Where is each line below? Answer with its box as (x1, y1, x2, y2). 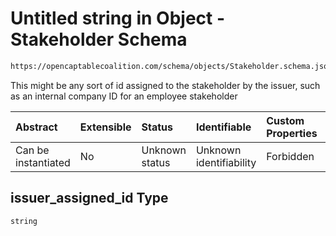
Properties (266, 126, 318, 140)
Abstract (15, 120, 58, 134)
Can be (15, 143, 50, 157)
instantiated (15, 155, 71, 169)
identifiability (195, 155, 257, 169)
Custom (266, 113, 305, 127)
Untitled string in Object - (10, 7, 226, 30)
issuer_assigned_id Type (10, 190, 169, 207)
